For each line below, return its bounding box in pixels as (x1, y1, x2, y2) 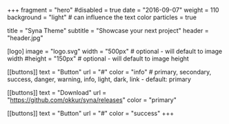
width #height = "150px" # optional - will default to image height (7, 54, 190, 63)
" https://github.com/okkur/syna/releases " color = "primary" (7, 96, 177, 104)
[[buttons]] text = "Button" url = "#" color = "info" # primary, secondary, (7, 68, 212, 76)
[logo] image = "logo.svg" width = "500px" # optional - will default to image (7, 48, 223, 55)
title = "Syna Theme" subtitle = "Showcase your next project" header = (7, 27, 209, 34)
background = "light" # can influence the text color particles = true (7, 13, 197, 21)
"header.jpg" (7, 34, 43, 42)
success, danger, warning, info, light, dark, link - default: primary (7, 75, 192, 83)
